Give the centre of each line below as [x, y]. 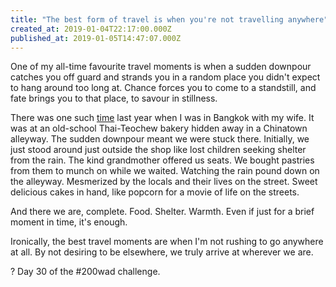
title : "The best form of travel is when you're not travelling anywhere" [169, 19]
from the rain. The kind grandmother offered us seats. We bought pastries [162, 160]
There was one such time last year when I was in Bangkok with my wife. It [162, 118]
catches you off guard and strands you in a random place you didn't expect [165, 77]
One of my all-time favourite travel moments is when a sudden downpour [161, 67]
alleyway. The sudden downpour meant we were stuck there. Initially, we [160, 139]
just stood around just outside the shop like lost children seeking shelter [158, 150]
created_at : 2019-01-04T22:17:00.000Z [91, 29]
